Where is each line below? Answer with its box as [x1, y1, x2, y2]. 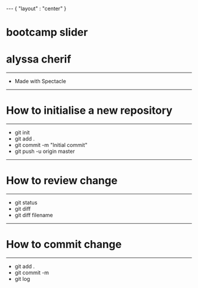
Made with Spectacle [14, 78, 67, 85]
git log [14, 275, 31, 282]
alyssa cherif [6, 53, 72, 66]
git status [14, 199, 38, 206]
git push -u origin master [14, 148, 75, 155]
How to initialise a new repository [6, 104, 173, 117]
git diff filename [14, 212, 53, 218]
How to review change [6, 174, 118, 188]
